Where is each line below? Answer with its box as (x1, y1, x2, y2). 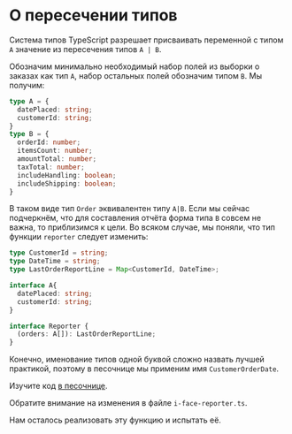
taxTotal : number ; (17, 163, 86, 171)
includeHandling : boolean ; (17, 171, 117, 179)
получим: (9, 80, 45, 90)
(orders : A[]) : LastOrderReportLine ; (17, 330, 157, 339)
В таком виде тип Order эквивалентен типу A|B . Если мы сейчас (9, 203, 250, 214)
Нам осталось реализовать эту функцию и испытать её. (9, 415, 221, 425)
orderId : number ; (17, 138, 81, 147)
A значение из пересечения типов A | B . (9, 43, 162, 54)
